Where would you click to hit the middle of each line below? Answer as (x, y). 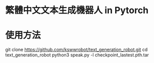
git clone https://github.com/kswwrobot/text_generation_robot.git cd (76, 50)
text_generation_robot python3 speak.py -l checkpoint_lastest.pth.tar (77, 55)
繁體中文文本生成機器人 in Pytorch (77, 10)
